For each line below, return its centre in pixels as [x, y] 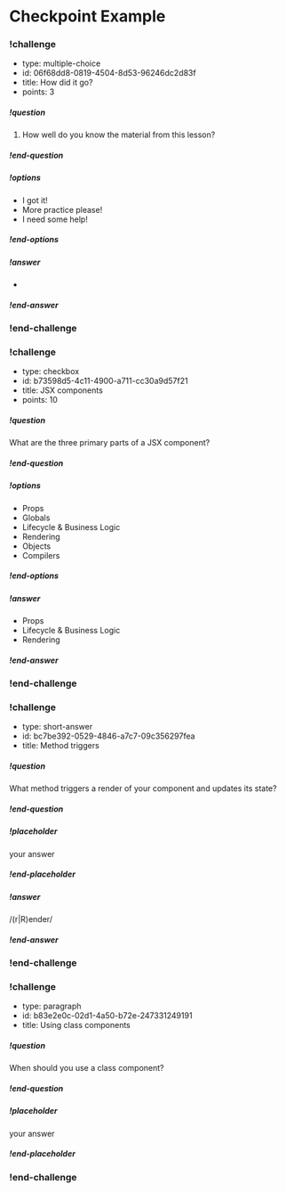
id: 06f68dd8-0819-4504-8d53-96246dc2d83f [109, 73]
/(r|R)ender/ [31, 918]
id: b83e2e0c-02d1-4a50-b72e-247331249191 [107, 1016]
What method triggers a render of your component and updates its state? [143, 788]
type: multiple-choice [61, 63]
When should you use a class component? [87, 1068]
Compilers [41, 555]
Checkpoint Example [87, 16]
